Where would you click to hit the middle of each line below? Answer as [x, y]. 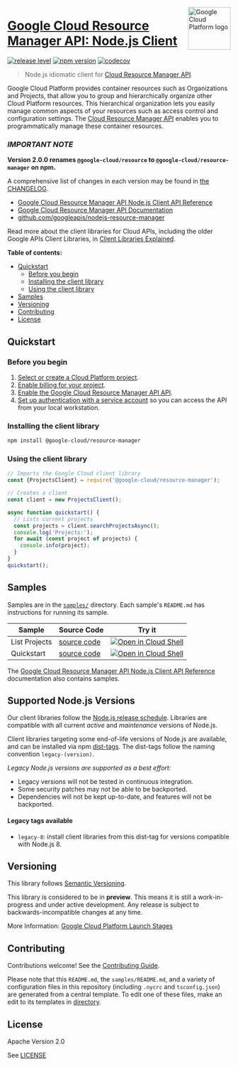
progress [21, 905]
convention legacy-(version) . [51, 754]
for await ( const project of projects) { [76, 539]
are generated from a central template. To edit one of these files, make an [115, 994]
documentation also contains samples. [64, 678]
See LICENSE [27, 1055]
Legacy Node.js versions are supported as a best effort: [89, 768]
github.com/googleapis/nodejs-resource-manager [91, 217]
